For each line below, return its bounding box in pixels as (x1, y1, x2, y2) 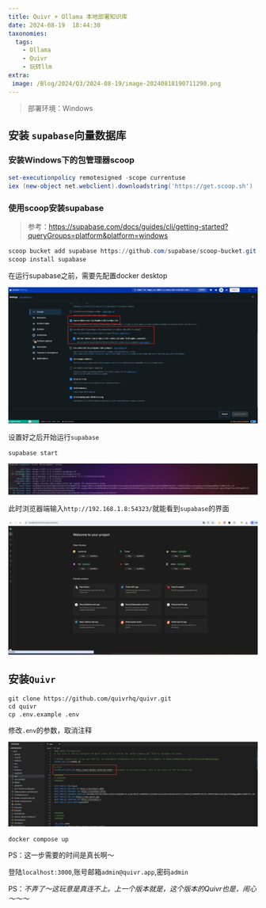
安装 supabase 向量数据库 (8, 129, 127, 143)
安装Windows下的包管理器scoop (8, 155, 135, 166)
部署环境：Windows (27, 103, 93, 113)
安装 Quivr (8, 672, 56, 685)
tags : (15, 38, 34, 46)
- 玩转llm (22, 63, 53, 71)
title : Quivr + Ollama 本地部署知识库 (8, 13, 128, 21)
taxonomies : (8, 29, 47, 37)
